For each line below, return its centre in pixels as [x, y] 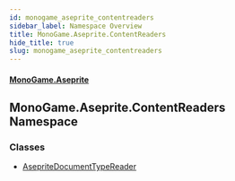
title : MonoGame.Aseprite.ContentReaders [88, 34]
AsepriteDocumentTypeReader [79, 167]
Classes [27, 147]
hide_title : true [42, 43]
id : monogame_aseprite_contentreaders [82, 17]
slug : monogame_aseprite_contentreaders [86, 51]
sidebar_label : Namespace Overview [76, 26]
